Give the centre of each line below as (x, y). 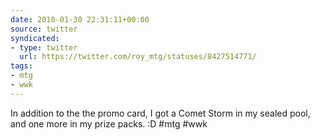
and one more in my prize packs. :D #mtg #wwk (109, 123)
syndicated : (35, 38)
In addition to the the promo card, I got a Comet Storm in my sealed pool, (160, 113)
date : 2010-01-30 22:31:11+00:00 (80, 19)
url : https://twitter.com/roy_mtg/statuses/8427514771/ (138, 57)
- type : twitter (44, 47)
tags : (21, 66)
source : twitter (44, 29)
